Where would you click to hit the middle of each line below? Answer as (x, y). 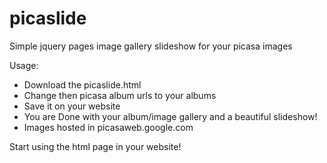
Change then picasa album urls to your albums (120, 95)
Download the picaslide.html (82, 84)
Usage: (24, 65)
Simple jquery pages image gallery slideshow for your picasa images (151, 46)
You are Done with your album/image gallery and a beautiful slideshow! (170, 116)
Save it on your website (72, 106)
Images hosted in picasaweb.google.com (108, 127)
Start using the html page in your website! (95, 146)
